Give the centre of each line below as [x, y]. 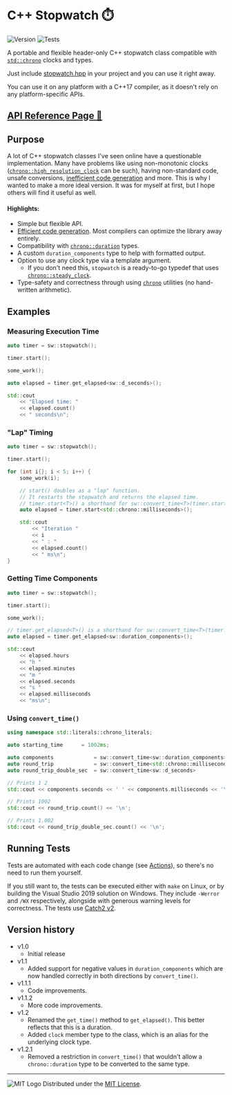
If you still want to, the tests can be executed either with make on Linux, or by [116, 886]
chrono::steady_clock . [59, 275]
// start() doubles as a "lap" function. [80, 491]
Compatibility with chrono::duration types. [78, 246]
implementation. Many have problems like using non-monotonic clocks [108, 163]
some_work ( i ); [40, 478]
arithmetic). [55, 290]
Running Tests [39, 849]
